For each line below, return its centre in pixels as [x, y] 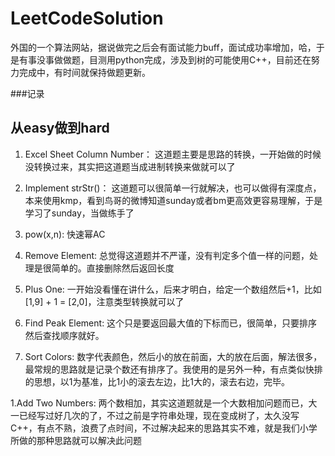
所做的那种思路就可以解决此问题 [76, 440]
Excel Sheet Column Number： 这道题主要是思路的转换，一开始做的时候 [173, 154]
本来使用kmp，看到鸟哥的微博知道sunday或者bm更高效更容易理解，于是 [173, 200]
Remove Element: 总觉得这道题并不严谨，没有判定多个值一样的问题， [167, 255]
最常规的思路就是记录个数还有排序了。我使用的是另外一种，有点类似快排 [173, 369]
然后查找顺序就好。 [64, 335]
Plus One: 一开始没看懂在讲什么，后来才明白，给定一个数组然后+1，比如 [173, 289]
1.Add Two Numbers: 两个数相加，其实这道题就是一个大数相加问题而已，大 [164, 403]
